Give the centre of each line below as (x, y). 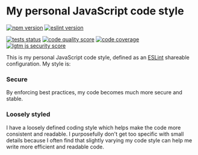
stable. (15, 99)
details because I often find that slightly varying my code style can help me (99, 140)
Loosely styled (28, 114)
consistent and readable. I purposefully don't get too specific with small (95, 134)
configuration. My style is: (39, 64)
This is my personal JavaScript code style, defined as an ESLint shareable (98, 57)
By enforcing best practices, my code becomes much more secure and (94, 93)
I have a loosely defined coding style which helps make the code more (94, 127)
